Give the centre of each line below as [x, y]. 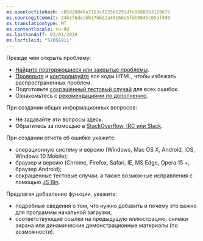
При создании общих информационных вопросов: [72, 107]
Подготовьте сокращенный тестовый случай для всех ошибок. [97, 89]
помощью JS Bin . [37, 182]
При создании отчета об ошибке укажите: [61, 138]
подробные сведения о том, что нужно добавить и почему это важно [106, 206]
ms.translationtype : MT [37, 23]
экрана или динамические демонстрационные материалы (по [96, 225]
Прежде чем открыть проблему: [49, 58]
